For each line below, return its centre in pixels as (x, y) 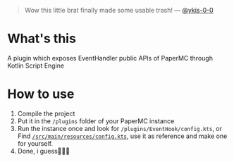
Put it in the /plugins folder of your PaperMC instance (96, 121)
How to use (41, 94)
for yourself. (35, 143)
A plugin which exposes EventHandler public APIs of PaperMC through (110, 58)
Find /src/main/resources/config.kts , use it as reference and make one (122, 136)
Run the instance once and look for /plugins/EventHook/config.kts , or (120, 128)
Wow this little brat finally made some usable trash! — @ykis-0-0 (119, 10)
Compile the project (46, 113)
